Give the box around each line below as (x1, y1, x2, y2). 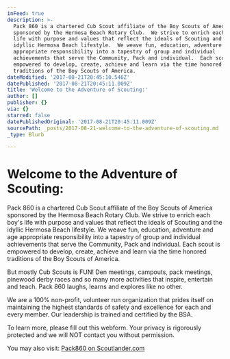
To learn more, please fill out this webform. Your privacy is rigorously (7, 323, 202, 332)
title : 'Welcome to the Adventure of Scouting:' (7, 86, 149, 93)
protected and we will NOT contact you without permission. (7, 331, 175, 339)
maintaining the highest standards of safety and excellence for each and (7, 303, 212, 312)
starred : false (7, 112, 51, 119)
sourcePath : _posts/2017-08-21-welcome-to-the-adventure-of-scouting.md (7, 125, 219, 132)
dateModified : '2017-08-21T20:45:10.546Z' (7, 73, 130, 81)
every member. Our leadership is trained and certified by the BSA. (7, 310, 193, 319)
